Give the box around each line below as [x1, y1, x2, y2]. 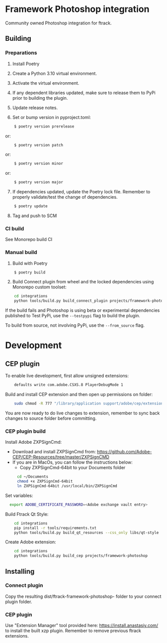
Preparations [5, 49, 37, 56]
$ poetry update [14, 204, 48, 209]
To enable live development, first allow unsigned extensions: [5, 373, 129, 379]
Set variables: [5, 492, 33, 499]
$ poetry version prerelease [14, 124, 75, 129]
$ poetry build [14, 270, 46, 275]
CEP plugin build [5, 427, 46, 434]
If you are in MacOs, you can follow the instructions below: [12, 459, 133, 465]
